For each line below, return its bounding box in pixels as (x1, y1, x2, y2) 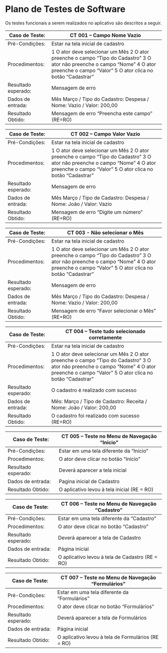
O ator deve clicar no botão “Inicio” (59, 455, 141, 462)
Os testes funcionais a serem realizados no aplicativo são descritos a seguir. (5, 20, 162, 26)
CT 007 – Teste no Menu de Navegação (60, 574, 157, 581)
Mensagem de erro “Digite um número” (51, 208, 143, 215)
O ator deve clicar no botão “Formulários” (57, 603, 155, 610)
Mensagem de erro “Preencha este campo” (51, 110, 153, 117)
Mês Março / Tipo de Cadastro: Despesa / (51, 194, 149, 201)
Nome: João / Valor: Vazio (51, 200, 112, 207)
